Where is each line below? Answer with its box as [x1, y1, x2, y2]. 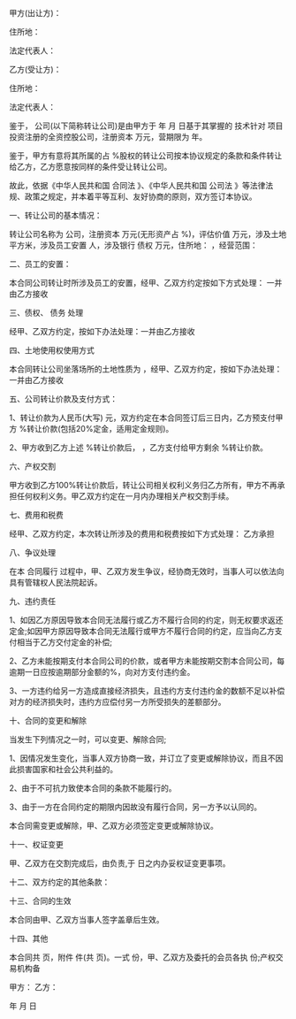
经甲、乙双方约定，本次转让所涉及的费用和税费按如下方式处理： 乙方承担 [9, 529, 275, 539]
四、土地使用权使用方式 [9, 345, 95, 356]
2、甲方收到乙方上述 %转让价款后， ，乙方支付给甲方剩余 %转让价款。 [9, 442, 268, 453]
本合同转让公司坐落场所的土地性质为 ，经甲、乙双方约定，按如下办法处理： [9, 364, 283, 374]
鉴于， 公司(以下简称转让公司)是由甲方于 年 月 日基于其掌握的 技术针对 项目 [9, 120, 284, 131]
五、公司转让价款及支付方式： [9, 394, 118, 404]
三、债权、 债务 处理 [9, 308, 84, 318]
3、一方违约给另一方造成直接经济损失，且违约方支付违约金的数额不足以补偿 [9, 686, 285, 696]
